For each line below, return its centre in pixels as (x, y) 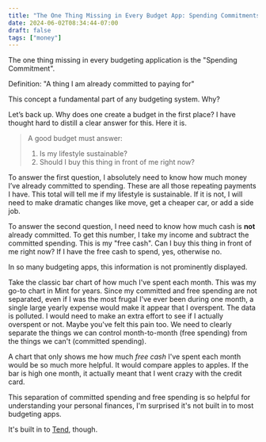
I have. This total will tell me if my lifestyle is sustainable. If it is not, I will (125, 194)
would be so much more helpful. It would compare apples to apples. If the (129, 365)
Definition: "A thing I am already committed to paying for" (101, 84)
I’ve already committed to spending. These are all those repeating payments (132, 186)
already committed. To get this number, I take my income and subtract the (129, 235)
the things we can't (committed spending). (77, 341)
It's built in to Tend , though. (53, 429)
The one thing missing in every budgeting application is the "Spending (123, 60)
